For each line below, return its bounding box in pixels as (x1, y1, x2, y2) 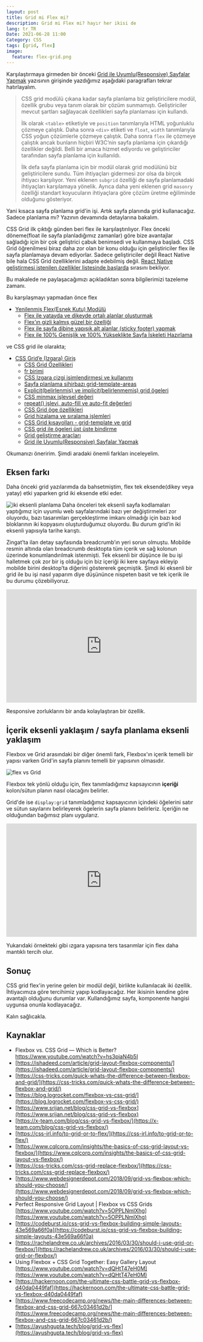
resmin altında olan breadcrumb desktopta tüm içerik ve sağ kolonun (6, 545, 177, 553)
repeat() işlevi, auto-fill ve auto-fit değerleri (24, 400, 132, 407)
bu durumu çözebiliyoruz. (6, 577, 70, 585)
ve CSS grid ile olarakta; (6, 343, 66, 350)
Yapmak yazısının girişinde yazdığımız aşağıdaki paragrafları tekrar (6, 77, 172, 84)
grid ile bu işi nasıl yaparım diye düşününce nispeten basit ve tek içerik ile (6, 571, 189, 578)
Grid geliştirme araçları (24, 432, 82, 439)
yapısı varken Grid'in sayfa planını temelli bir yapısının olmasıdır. (6, 757, 165, 765)
